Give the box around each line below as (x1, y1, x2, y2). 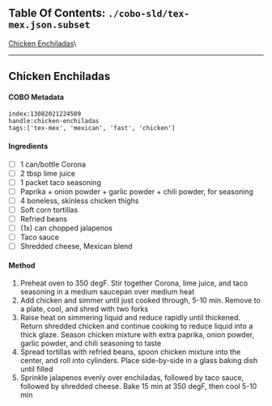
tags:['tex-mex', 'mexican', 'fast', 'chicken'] (8, 125, 176, 133)
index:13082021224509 (8, 110, 82, 118)
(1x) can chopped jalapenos (19, 223, 113, 233)
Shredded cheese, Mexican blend (19, 242, 133, 252)
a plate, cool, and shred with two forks (19, 304, 148, 314)
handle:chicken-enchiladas (8, 117, 100, 125)
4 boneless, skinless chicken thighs (19, 196, 139, 205)
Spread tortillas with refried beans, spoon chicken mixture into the (19, 347, 241, 357)
